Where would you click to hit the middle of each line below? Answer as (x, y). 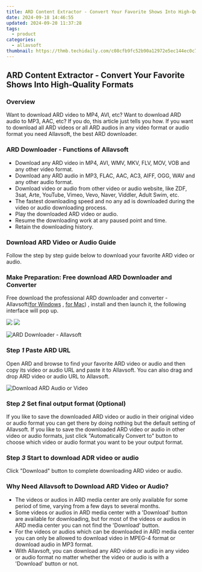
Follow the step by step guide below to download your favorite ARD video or (100, 256)
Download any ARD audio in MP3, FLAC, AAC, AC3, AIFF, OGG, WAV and (105, 176)
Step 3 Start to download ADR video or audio (73, 458)
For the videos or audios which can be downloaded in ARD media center (104, 531)
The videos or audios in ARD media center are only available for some (101, 499)
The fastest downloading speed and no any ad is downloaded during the (105, 201)
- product (24, 34)
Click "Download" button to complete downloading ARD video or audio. (94, 471)
